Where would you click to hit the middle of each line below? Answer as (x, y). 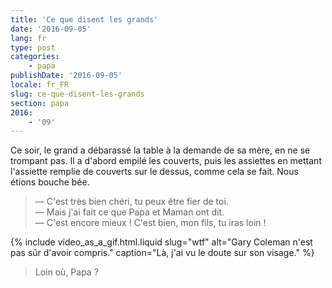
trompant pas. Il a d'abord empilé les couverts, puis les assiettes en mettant (166, 161)
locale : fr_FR (40, 85)
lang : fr (28, 38)
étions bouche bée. (50, 182)
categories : (35, 57)
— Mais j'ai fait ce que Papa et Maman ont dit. (129, 212)
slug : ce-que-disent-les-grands (77, 94)
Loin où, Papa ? (66, 272)
